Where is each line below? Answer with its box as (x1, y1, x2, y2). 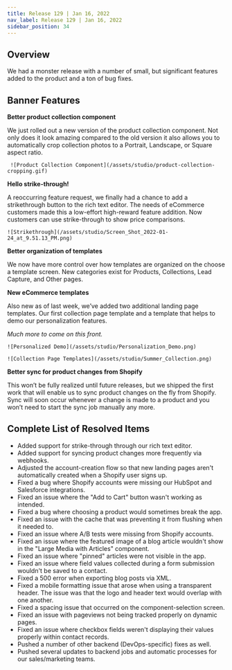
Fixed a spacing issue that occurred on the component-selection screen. (17, 603, 225, 611)
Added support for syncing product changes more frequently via (17, 449, 202, 457)
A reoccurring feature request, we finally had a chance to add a (7, 193, 188, 201)
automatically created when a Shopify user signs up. (17, 471, 168, 479)
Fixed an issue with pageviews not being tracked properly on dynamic (17, 610, 217, 619)
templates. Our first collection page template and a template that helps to (7, 309, 216, 317)
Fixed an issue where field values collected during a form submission (17, 559, 215, 568)
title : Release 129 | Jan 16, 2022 (7, 10, 110, 17)
